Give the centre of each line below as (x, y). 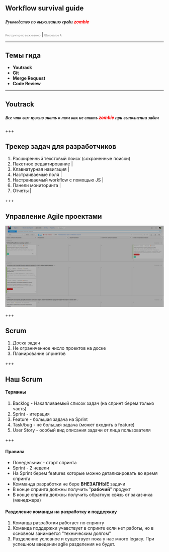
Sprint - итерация (31, 414)
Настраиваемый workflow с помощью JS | (58, 180)
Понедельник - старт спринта (45, 463)
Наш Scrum (24, 379)
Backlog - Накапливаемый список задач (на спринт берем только (83, 403)
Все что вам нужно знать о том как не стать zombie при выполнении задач (82, 117)
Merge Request (29, 78)
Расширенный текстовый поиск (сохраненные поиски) (71, 159)
